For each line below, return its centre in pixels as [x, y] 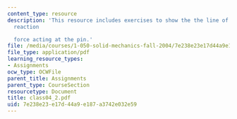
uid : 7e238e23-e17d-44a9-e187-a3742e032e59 [72, 105]
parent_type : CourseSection [49, 85]
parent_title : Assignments [47, 78]
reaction [26, 27]
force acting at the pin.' [53, 39]
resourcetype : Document [42, 92]
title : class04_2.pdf [39, 98]
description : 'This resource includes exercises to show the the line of [118, 20]
